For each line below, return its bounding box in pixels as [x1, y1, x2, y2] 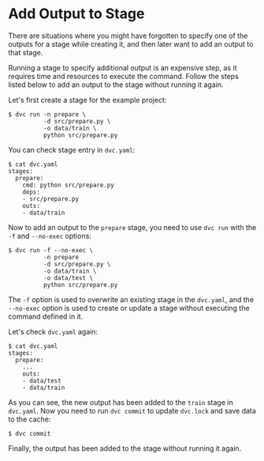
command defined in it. [8, 312, 84, 321]
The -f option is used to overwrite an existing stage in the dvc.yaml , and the [8, 294, 255, 304]
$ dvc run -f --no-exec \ [8, 246, 93, 254]
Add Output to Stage [8, 5, 145, 23]
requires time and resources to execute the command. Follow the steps [8, 71, 239, 81]
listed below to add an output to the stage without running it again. [8, 80, 224, 89]
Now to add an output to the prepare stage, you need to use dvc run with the [8, 222, 257, 232]
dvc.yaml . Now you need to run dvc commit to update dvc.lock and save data [8, 406, 256, 415]
